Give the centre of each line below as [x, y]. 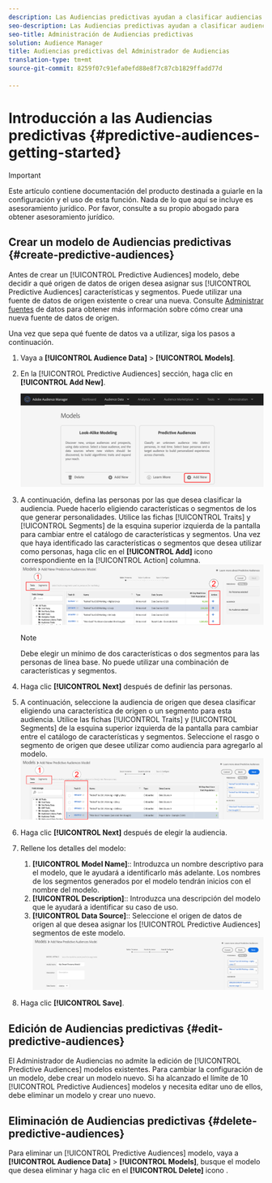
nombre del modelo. [66, 889]
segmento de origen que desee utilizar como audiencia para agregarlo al [141, 746]
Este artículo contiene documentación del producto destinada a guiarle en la [136, 191]
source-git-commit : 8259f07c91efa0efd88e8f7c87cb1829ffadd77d [115, 69]
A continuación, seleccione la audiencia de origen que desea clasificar [138, 703]
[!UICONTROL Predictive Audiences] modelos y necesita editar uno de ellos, [136, 1086]
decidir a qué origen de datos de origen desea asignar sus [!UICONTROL [130, 283]
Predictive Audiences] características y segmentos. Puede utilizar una [125, 291]
